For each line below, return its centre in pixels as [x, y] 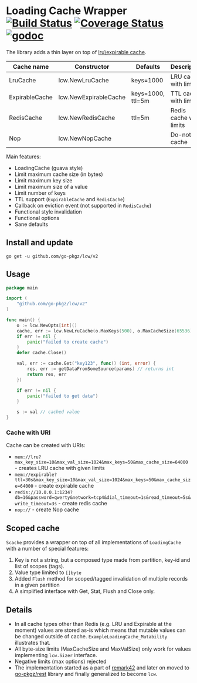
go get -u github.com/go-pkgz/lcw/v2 [52, 256]
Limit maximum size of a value [51, 186]
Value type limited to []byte [48, 572]
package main [22, 288]
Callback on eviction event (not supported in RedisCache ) [83, 205]
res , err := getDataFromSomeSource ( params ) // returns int [101, 369]
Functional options [37, 218]
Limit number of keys [40, 193]
